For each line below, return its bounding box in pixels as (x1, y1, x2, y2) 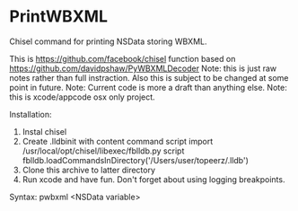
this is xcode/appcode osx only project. (9, 92, 155, 102)
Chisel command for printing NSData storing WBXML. (9, 36, 207, 47)
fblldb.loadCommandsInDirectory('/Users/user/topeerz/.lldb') (22, 154, 250, 165)
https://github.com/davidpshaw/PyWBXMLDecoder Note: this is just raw (9, 63, 277, 74)
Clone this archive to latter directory (22, 164, 155, 175)
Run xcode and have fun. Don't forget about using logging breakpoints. (22, 173, 285, 185)
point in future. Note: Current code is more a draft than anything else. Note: (9, 82, 287, 92)
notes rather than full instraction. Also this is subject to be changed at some (9, 72, 289, 83)
